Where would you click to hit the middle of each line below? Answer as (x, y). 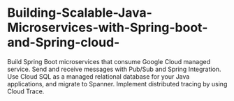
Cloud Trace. (26, 91)
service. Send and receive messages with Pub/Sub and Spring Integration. (114, 69)
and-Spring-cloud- (64, 42)
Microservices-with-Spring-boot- (108, 28)
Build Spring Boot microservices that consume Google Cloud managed (109, 61)
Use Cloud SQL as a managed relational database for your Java (98, 76)
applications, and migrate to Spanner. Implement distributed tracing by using (117, 84)
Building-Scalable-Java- (80, 13)
